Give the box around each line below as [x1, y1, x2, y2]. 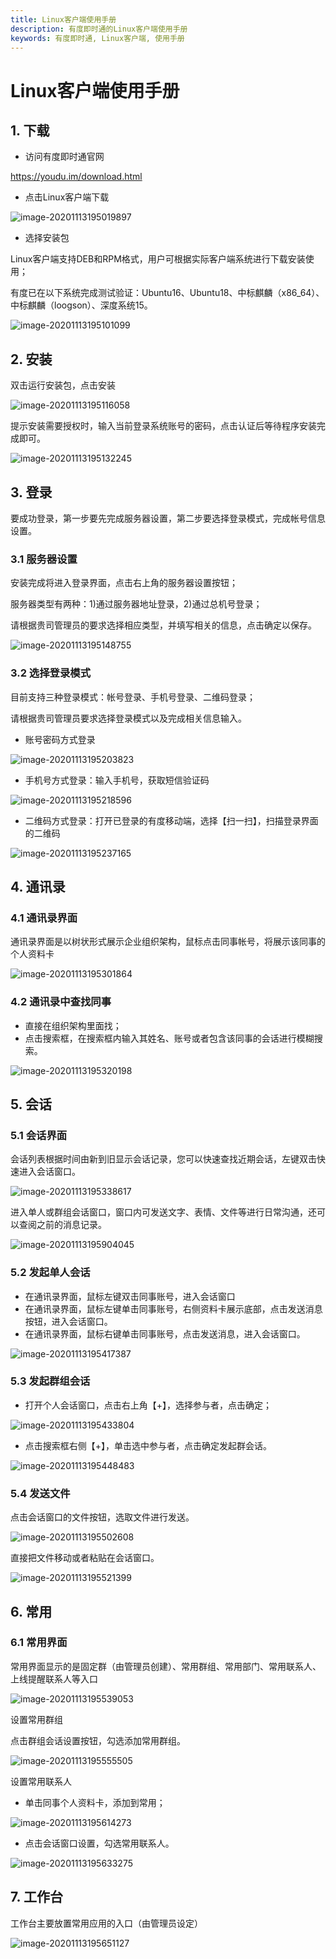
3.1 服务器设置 [10, 552, 78, 566]
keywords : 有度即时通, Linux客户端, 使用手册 [10, 33, 185, 43]
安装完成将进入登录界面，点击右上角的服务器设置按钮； [10, 577, 238, 589]
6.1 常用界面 [10, 1636, 68, 1650]
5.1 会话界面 [10, 1128, 68, 1142]
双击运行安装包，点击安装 [10, 379, 116, 391]
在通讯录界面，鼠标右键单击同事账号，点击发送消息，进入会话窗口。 [24, 1327, 306, 1340]
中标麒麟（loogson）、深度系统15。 [10, 299, 153, 311]
